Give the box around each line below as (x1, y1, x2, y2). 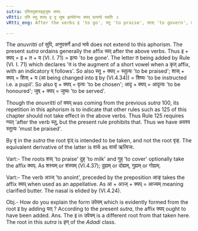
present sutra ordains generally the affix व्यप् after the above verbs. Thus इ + (6, 48, 189, 55)
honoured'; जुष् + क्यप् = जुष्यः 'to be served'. (6, 87, 106, 95)
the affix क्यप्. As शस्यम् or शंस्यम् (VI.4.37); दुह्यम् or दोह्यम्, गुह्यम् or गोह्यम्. (6, 162, 161, 169)
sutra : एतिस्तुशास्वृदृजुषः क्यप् (6, 8, 61, 15)
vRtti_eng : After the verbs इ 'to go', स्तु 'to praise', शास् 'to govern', (6, 19, 189, 25)
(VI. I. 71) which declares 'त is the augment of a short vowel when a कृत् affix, (6, 61, 190, 68)
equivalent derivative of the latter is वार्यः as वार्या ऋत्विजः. (6, 144, 135, 151)
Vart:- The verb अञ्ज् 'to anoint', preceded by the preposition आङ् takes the (6, 174, 185, 181)
